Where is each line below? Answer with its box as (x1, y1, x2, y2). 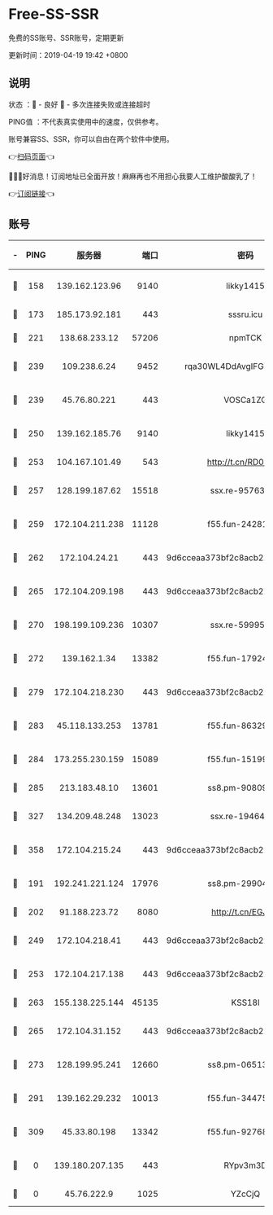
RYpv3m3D (223, 1160, 267, 1171)
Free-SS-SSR (8, 5, 99, 24)
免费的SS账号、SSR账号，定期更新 (8, 33, 124, 42)
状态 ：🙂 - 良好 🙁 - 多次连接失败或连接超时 (8, 99, 150, 109)
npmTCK (228, 331, 262, 343)
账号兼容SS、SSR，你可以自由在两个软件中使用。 (8, 134, 174, 143)
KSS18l (231, 997, 260, 1008)
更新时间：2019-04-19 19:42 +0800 (8, 50, 128, 59)
